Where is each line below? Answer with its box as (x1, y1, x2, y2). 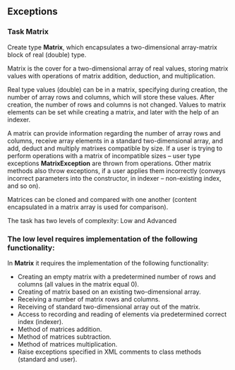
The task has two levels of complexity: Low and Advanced (7, 216, 177, 225)
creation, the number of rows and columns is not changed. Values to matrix (7, 100, 227, 109)
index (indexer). (17, 317, 64, 326)
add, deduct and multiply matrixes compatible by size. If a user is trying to (7, 144, 223, 153)
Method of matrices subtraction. (17, 332, 112, 341)
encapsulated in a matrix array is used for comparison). (7, 203, 169, 211)
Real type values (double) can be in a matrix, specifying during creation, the (7, 85, 228, 94)
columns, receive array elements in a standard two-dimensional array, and (7, 136, 224, 145)
